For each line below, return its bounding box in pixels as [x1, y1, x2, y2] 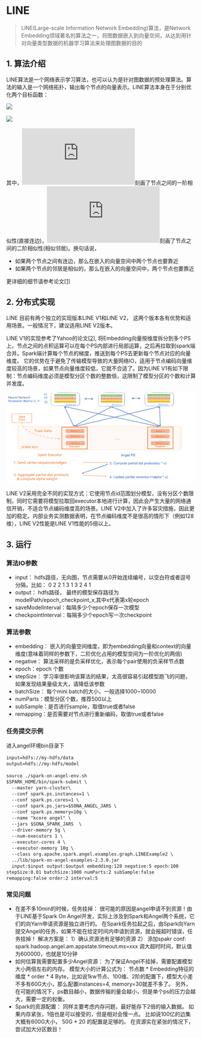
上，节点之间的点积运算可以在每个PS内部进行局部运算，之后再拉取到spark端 [6, 342, 196, 349]
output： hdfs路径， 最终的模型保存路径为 [14, 589, 119, 596]
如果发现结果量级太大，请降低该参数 [14, 680, 105, 687]
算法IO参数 [6, 558, 38, 567]
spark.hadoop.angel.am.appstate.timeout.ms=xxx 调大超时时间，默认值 [14, 943, 192, 950]
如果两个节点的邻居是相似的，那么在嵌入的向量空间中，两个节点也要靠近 [14, 264, 194, 272]
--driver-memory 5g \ [11, 827, 66, 833]
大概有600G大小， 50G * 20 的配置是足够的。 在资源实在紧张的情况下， [14, 1018, 194, 1025]
